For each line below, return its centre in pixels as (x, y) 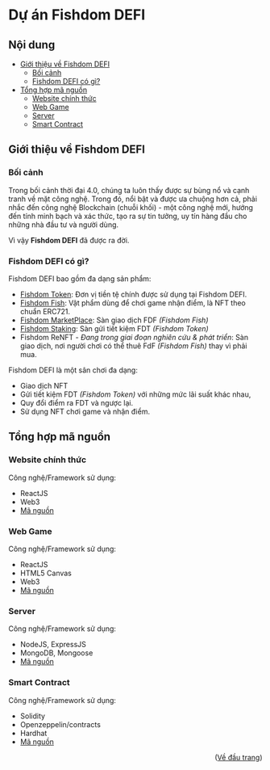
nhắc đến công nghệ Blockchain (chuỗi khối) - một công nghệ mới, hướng (131, 207)
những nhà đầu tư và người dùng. (64, 225)
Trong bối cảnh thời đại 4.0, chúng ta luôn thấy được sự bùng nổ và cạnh (129, 190)
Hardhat (33, 733)
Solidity (33, 716)
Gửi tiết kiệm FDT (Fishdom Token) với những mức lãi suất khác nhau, (135, 394)
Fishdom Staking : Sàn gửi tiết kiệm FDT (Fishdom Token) (114, 328)
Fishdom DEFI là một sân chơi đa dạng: (73, 370)
